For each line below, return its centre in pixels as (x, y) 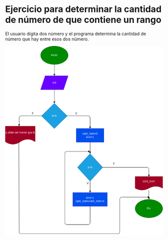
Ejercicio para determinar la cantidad (83, 9)
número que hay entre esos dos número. (47, 39)
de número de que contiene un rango (83, 20)
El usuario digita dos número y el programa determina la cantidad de (76, 33)
